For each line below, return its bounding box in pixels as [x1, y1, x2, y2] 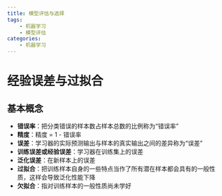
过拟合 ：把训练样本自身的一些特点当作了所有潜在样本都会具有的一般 [16, 165, 210, 173]
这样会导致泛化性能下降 [29, 173, 96, 181]
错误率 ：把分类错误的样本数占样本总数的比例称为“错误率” [16, 122, 180, 130]
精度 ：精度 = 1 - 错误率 [16, 130, 82, 139]
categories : [7, 36, 41, 42]
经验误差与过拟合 [7, 73, 104, 89]
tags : [7, 16, 23, 23]
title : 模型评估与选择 [7, 10, 65, 17]
